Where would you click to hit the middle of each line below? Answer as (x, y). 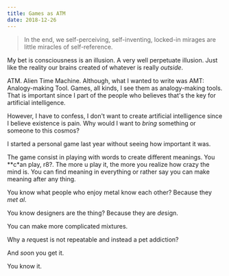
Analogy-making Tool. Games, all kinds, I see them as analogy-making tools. (115, 88)
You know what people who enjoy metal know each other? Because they (110, 192)
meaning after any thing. (42, 179)
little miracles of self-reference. (68, 47)
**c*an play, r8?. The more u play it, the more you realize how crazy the (108, 164)
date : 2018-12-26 (32, 20)
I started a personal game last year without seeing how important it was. (109, 143)
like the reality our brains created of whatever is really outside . (95, 67)
